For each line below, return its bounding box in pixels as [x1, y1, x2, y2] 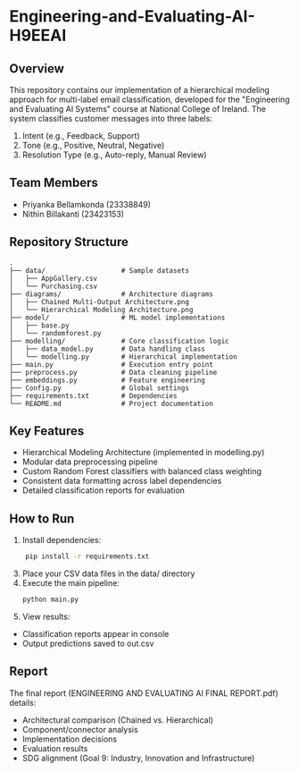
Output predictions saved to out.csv [21, 638, 154, 649]
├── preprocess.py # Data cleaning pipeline [9, 368, 218, 377]
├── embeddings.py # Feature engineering [9, 376, 205, 385]
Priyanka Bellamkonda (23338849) [21, 199, 152, 209]
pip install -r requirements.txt [25, 552, 150, 561]
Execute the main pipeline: [21, 578, 120, 589]
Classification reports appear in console [21, 629, 170, 639]
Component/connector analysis [21, 724, 138, 734]
